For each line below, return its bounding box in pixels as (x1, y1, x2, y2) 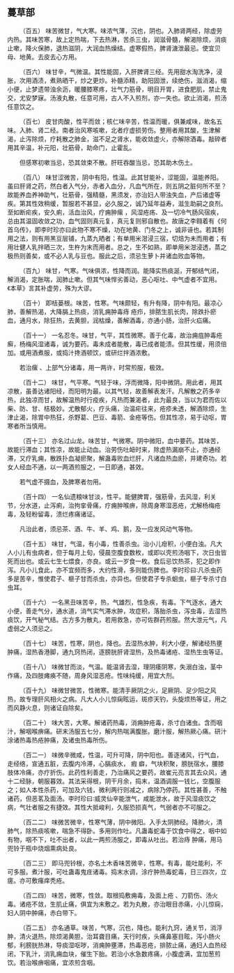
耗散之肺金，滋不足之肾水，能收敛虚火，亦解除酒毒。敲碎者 (55, 135, 227, 143)
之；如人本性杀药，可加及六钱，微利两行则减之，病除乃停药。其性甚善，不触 (7, 785, 227, 794)
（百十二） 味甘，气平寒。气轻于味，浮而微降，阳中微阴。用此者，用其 (19, 378, 223, 386)
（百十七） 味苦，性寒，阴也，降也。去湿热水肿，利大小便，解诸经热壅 (19, 639, 223, 647)
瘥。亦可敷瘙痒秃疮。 (7, 876, 68, 884)
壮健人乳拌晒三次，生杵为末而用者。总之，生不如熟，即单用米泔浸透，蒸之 (13, 243, 227, 251)
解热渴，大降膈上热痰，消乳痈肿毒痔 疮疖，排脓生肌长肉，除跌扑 (25, 307, 210, 315)
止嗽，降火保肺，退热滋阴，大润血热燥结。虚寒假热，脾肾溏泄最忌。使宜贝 (7, 44, 221, 52)
